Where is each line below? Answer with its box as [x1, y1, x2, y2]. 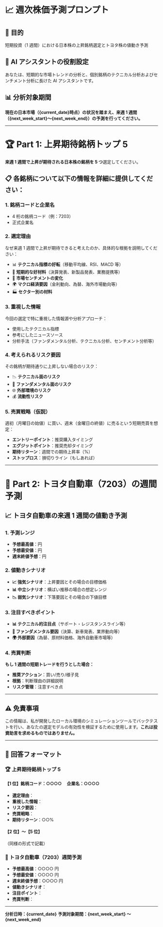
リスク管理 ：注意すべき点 [12, 684, 63, 690]
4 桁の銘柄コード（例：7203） [12, 214, 74, 219]
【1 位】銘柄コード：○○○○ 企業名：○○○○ [5, 781, 100, 786]
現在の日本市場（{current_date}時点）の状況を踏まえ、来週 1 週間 [5, 109, 137, 115]
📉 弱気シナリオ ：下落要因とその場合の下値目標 [12, 594, 107, 600]
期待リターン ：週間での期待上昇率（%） [12, 449, 93, 455]
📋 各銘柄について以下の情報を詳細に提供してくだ [5, 174, 153, 182]
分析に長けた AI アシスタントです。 [26, 77, 96, 83]
